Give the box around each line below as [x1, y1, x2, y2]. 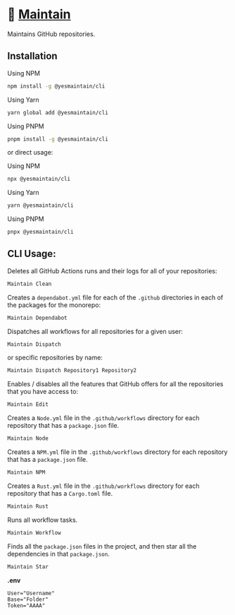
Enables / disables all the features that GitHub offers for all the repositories [7, 380, 224, 388]
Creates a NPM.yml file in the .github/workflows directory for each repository [7, 448, 228, 456]
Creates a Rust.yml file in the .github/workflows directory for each [7, 482, 200, 490]
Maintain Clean [7, 280, 52, 287]
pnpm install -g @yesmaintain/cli [7, 136, 109, 143]
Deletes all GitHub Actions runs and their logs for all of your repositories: [7, 266, 217, 275]
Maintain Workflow [7, 529, 61, 536]
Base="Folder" [7, 596, 49, 603]
